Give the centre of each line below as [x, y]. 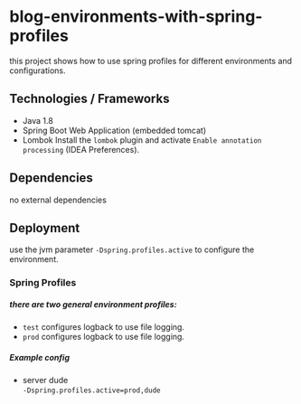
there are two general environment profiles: [94, 304]
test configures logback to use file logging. [103, 327]
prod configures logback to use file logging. [103, 337]
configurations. [38, 70]
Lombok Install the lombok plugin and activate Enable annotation [142, 140]
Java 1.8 [38, 120]
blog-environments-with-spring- [136, 17]
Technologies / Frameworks [89, 99]
